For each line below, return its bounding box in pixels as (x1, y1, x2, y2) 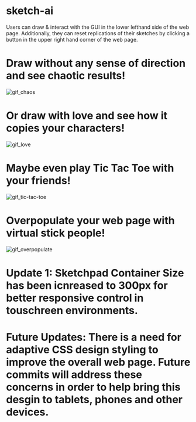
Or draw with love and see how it (6, 109, 168, 123)
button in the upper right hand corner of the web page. (6, 36, 139, 43)
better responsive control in (6, 291, 144, 305)
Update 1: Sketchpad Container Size (6, 266, 184, 279)
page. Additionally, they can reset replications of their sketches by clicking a (6, 29, 190, 36)
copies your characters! (6, 121, 125, 135)
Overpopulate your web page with (6, 214, 175, 227)
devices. (6, 406, 49, 419)
